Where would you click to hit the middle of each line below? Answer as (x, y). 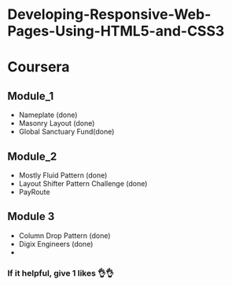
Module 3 (31, 216)
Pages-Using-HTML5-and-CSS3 (116, 31)
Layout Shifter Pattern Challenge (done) (83, 183)
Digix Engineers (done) (56, 244)
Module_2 (32, 156)
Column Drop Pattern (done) (64, 235)
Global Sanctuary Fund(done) (66, 132)
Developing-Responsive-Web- (109, 15)
